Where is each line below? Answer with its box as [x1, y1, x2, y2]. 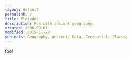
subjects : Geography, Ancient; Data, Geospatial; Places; [5, 35, 128, 40]
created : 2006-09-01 [5, 26, 48, 30]
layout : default [5, 7, 39, 12]
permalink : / [5, 12, 32, 17]
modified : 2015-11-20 [5, 30, 50, 35]
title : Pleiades [5, 16, 39, 21]
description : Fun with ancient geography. [5, 21, 95, 26]
